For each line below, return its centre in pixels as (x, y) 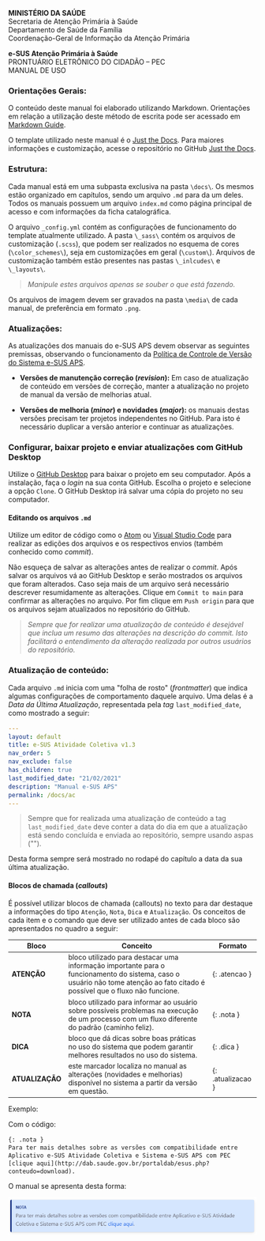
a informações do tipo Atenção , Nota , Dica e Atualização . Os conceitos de (127, 911)
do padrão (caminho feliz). (111, 1027)
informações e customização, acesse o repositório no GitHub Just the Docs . (132, 149)
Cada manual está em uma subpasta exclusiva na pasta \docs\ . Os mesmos (131, 186)
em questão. (88, 1092)
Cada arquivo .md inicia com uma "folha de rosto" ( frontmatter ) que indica (128, 687)
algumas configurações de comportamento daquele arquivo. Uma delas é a (131, 696)
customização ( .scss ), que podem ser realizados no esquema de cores (124, 244)
